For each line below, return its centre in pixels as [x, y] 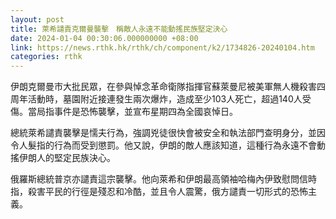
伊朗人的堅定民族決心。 [67, 158]
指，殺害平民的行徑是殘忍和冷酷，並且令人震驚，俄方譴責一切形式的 [150, 192]
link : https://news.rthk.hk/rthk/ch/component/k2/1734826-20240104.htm [162, 47]
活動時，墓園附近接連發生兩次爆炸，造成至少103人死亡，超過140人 [165, 99]
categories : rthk [46, 57]
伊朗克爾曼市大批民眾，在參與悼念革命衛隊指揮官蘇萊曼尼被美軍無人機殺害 [163, 87]
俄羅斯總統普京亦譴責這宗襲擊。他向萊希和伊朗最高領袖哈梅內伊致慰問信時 [163, 179]
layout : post [37, 19]
